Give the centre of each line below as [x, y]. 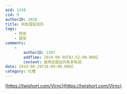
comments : [16, 43]
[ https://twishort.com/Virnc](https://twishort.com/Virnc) [63, 86]
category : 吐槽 [20, 72]
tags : [11, 29]
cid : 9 [12, 15]
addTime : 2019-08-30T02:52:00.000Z [61, 57]
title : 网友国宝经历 [25, 24]
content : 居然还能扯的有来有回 [53, 62]
